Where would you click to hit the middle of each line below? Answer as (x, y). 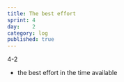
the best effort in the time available (67, 73)
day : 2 (22, 26)
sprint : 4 (22, 20)
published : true (31, 40)
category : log (28, 33)
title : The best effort (42, 14)
